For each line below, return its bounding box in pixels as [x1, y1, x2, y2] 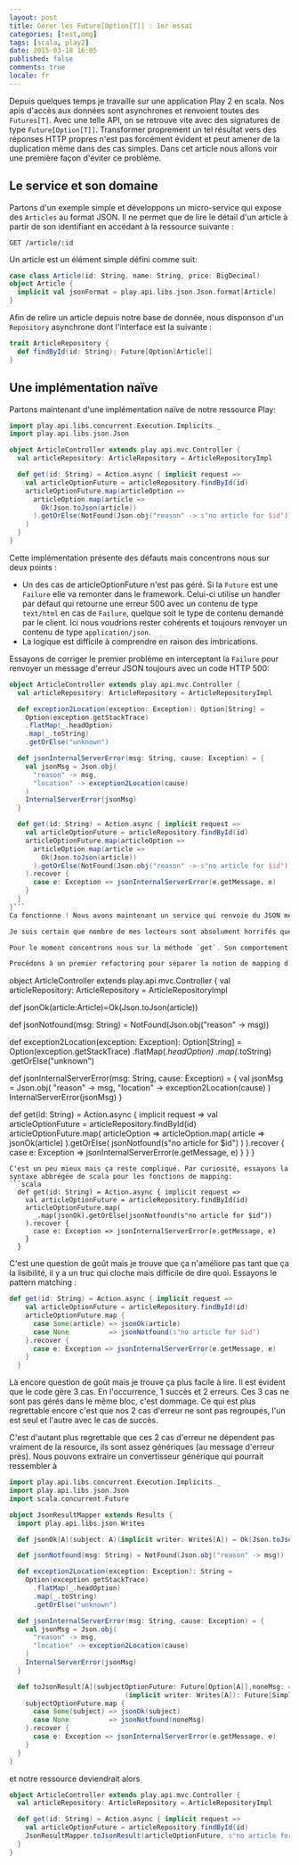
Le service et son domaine [9, 178, 158, 194]
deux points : [9, 561, 58, 572]
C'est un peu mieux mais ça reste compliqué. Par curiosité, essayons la [9, 1165, 289, 1173]
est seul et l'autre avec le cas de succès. [9, 1415, 158, 1426]
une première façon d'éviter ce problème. [9, 153, 162, 163]
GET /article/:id [9, 238, 74, 247]
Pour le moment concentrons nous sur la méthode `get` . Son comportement [9, 943, 289, 952]
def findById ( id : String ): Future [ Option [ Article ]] [17, 347, 214, 356]
